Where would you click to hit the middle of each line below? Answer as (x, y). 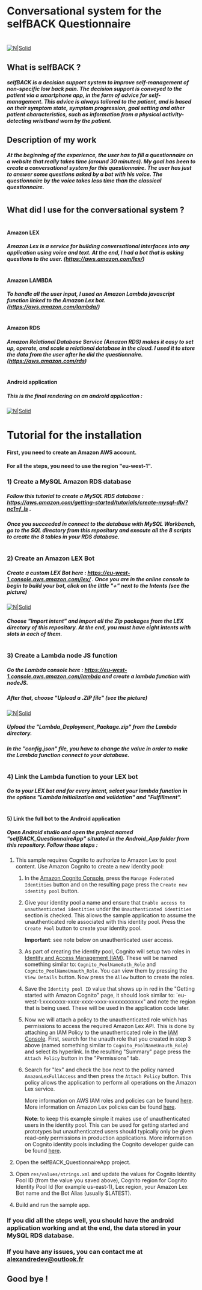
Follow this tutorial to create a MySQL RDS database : (75, 496)
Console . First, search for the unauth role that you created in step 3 (108, 1039)
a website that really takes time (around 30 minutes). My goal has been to (101, 161)
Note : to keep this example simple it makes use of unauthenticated (107, 1119)
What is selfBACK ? (44, 67)
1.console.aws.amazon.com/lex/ (49, 579)
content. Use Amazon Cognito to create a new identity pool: (90, 867)
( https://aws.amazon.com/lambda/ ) (54, 307)
